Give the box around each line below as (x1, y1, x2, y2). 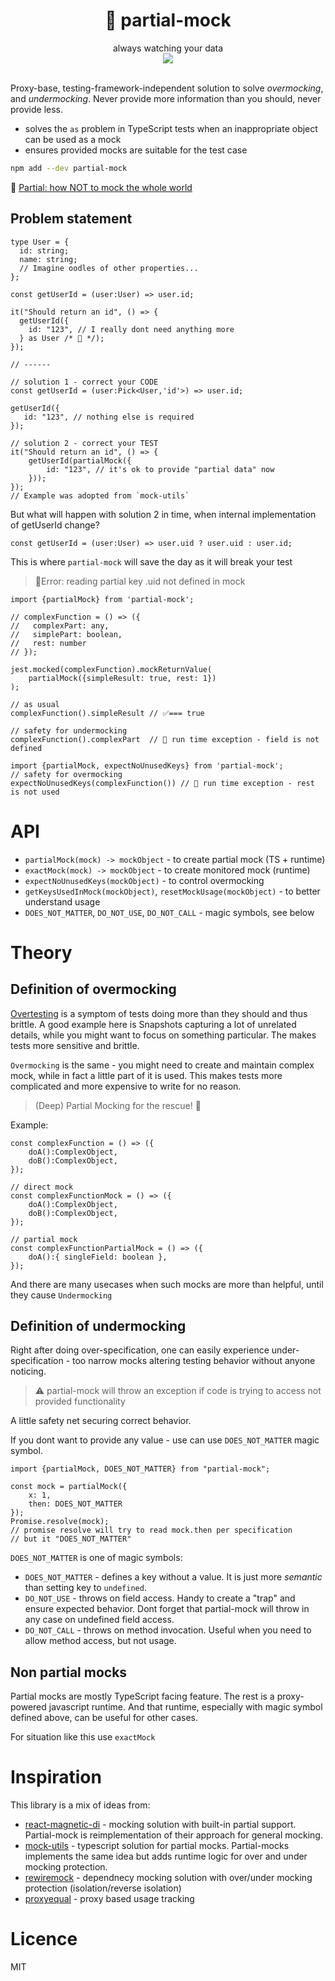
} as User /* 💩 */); (19, 333, 105, 343)
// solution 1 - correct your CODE (10, 377, 159, 387)
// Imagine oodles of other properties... (19, 263, 199, 273)
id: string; (19, 245, 70, 256)
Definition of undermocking (10, 1317, 187, 1334)
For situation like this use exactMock (10, 1731, 156, 1743)
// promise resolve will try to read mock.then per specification (10, 1525, 293, 1536)
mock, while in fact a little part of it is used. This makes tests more (10, 1069, 283, 1081)
